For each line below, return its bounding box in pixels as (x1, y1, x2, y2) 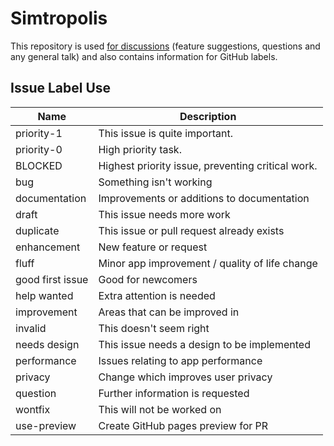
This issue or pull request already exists (98, 223, 285, 237)
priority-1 (15, 126, 63, 140)
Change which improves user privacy (98, 370, 273, 384)
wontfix (15, 402, 51, 416)
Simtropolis (10, 7, 108, 30)
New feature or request (98, 240, 208, 254)
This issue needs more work (98, 207, 231, 221)
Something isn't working (98, 175, 213, 189)
